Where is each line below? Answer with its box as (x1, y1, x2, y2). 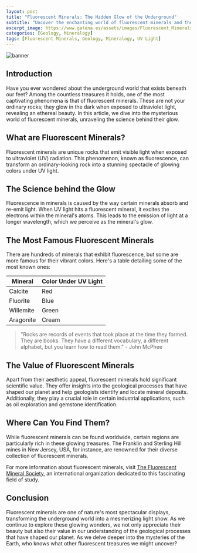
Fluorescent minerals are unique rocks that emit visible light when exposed (6, 148, 187, 156)
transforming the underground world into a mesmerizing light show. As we (6, 515, 185, 522)
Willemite (9, 306, 35, 315)
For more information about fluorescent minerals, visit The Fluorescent (6, 463, 177, 470)
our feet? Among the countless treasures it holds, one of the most (6, 90, 165, 97)
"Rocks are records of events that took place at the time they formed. (20, 331, 188, 338)
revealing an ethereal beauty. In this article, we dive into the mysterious (6, 109, 178, 116)
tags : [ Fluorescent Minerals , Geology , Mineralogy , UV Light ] (6, 36, 161, 42)
